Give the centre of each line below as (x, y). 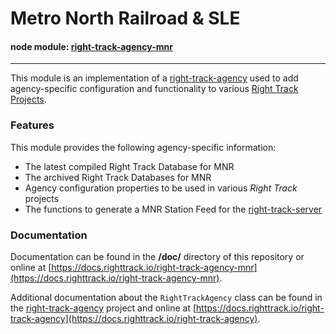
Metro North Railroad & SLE (125, 18)
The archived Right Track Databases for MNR (118, 177)
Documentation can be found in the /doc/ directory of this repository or (157, 256)
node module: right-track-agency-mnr (91, 46)
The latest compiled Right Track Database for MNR (129, 166)
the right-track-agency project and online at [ (103, 308)
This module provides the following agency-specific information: (143, 147)
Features (32, 125)
